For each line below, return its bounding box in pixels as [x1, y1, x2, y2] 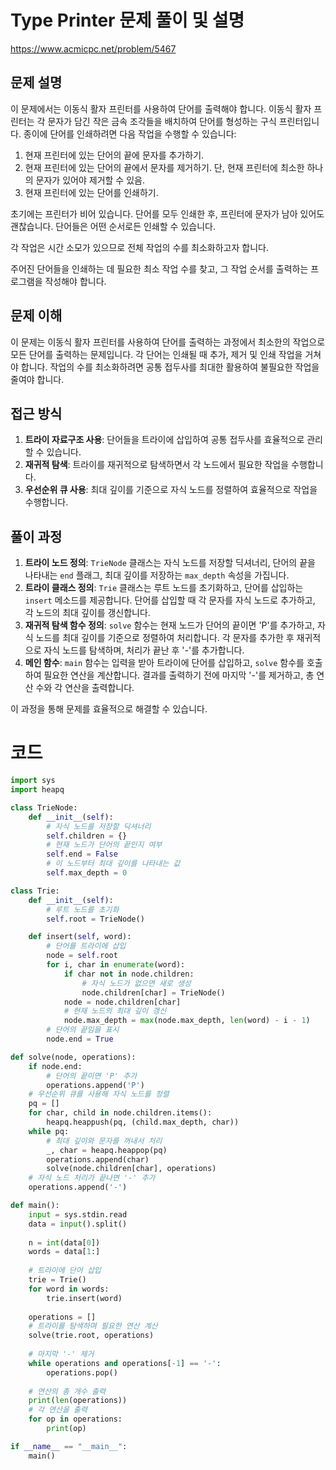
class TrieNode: [10, 802, 78, 813]
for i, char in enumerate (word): [46, 960, 186, 970]
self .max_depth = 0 [46, 868, 128, 878]
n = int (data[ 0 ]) [28, 1237, 101, 1248]
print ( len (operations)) [28, 1396, 128, 1406]
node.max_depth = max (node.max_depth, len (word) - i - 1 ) [63, 1016, 311, 1026]
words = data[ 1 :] [28, 1247, 101, 1257]
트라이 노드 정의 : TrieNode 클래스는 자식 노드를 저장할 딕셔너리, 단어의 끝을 [24, 557, 316, 569]
